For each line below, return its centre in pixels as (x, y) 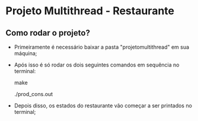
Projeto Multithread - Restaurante (90, 11)
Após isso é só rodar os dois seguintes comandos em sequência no (97, 65)
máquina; (25, 53)
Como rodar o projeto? (48, 33)
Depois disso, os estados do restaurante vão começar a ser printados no (103, 106)
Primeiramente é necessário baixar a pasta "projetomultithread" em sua (102, 47)
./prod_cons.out (33, 94)
